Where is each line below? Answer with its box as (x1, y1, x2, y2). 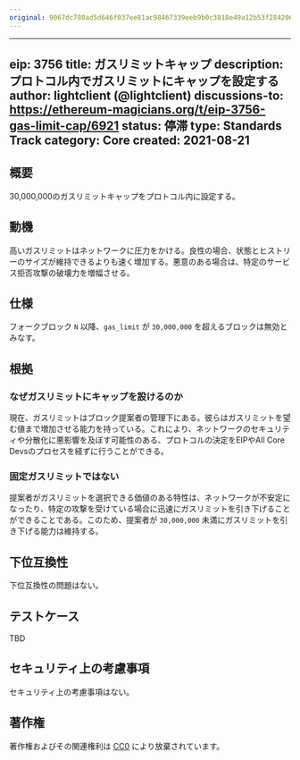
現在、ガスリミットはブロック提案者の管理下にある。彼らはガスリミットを (9, 412, 283, 423)
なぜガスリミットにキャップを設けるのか (9, 390, 183, 402)
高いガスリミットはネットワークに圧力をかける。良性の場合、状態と (9, 245, 260, 256)
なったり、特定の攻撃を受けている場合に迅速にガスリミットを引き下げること (9, 503, 291, 514)
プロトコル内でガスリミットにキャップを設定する (9, 73, 279, 89)
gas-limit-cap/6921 (9, 118, 120, 134)
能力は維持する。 (39, 526, 104, 536)
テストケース (9, 609, 79, 624)
